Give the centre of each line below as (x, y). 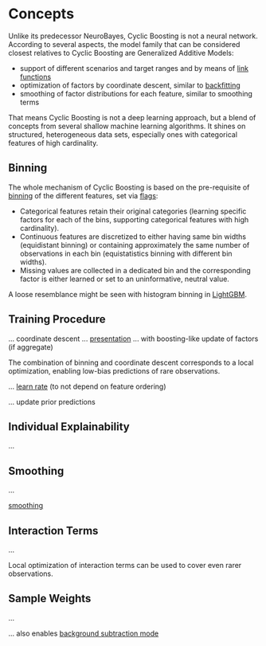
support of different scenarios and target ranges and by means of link (134, 68)
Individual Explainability (69, 427)
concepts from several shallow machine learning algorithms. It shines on (127, 126)
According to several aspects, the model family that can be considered (124, 44)
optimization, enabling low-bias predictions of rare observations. (114, 370)
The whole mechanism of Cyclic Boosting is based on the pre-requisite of (129, 187)
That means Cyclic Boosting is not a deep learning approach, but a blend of (132, 117)
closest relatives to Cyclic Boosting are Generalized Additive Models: (121, 53)
